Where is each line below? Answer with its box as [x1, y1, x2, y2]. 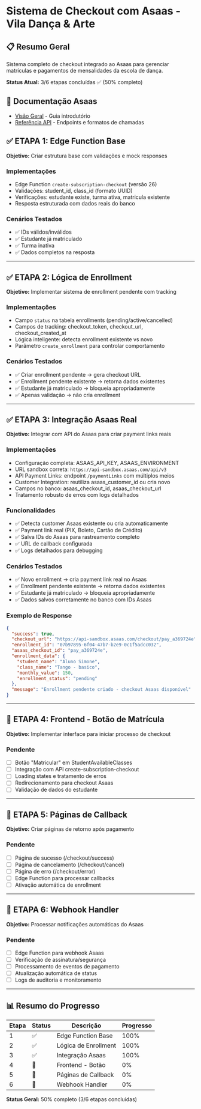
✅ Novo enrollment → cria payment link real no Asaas [14, 576, 147, 583]
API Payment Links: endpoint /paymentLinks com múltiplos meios [14, 472, 175, 479]
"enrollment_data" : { [11, 653, 66, 659]
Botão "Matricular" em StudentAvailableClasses [14, 759, 133, 767]
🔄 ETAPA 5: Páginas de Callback [6, 809, 127, 819]
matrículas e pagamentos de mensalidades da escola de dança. [6, 67, 163, 74]
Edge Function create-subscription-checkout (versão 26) [14, 180, 157, 187]
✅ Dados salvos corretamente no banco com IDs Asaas [14, 596, 152, 603]
